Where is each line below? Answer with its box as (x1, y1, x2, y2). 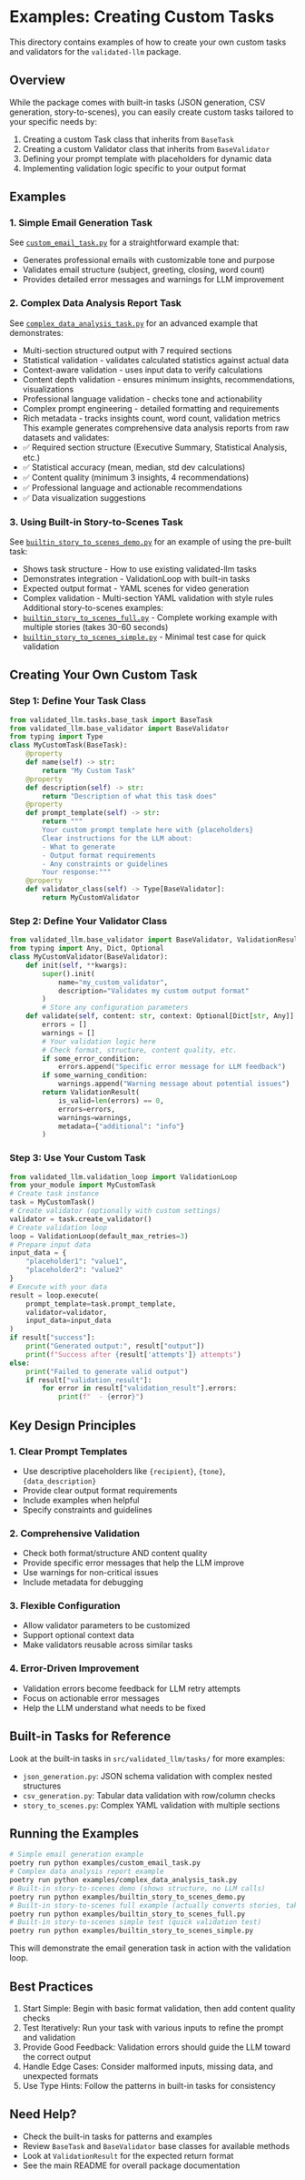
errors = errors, (57, 1105, 116, 1114)
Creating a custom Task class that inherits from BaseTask (22, 134, 234, 145)
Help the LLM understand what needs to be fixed (22, 1702, 206, 1713)
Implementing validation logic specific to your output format (22, 162, 247, 174)
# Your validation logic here (42, 1036, 156, 1046)
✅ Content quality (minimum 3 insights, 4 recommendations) (22, 472, 250, 483)
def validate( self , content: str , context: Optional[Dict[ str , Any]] (25, 1012, 295, 1021)
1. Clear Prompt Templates (9, 1445, 128, 1458)
